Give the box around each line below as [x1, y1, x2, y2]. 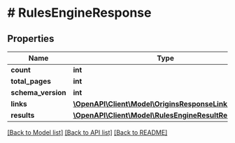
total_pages [10, 77, 51, 86]
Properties [7, 33, 55, 45]
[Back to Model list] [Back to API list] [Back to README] [7, 128, 168, 137]
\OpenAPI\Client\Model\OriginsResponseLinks [73, 99, 232, 109]
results [10, 110, 35, 120]
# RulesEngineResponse [7, 5, 152, 21]
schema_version [10, 88, 66, 97]
